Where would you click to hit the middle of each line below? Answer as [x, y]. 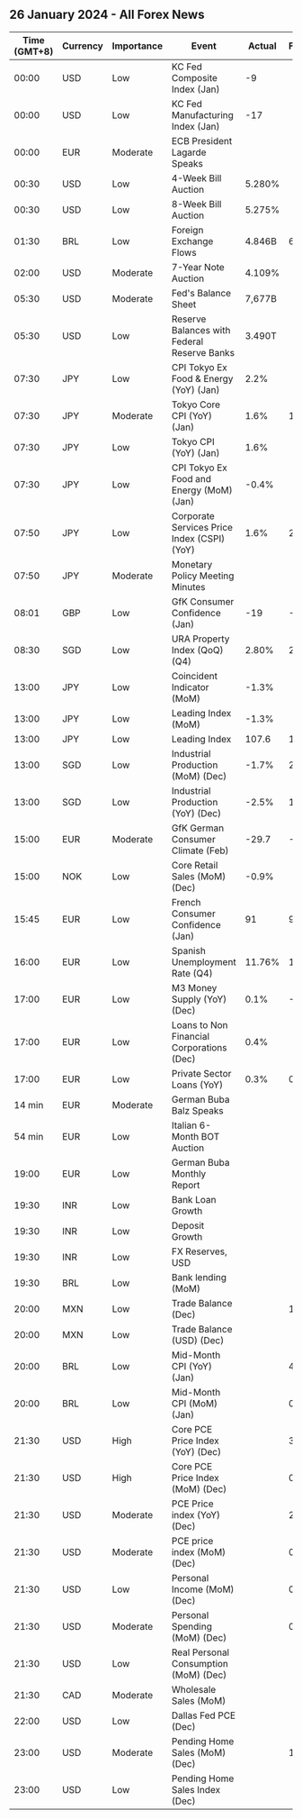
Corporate [193, 515]
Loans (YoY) [197, 1085]
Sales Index [196, 1789]
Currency [82, 46]
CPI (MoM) [195, 1403]
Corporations [199, 1047]
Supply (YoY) [199, 999]
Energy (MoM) [202, 490]
